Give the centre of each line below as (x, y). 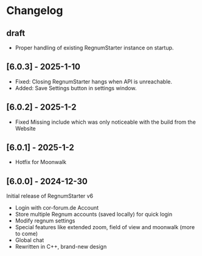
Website (26, 128)
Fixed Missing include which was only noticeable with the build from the (105, 122)
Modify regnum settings (45, 221)
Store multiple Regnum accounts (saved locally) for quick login (94, 215)
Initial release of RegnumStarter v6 (50, 196)
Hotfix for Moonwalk (41, 162)
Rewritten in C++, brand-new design (61, 247)
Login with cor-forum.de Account (57, 208)
